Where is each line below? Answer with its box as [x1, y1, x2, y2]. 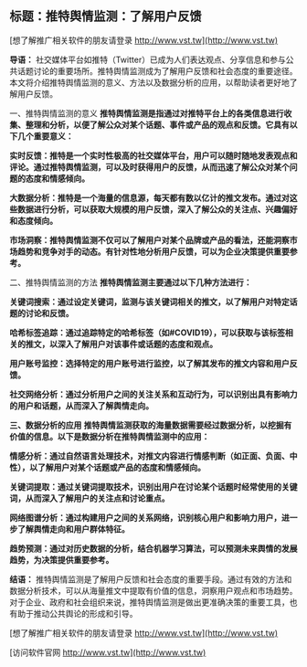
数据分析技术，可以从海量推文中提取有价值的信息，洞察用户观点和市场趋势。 [9, 585, 298, 596]
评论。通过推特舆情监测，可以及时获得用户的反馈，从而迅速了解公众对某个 [9, 161, 290, 172]
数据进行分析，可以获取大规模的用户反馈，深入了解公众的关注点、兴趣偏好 [16, 204, 298, 215]
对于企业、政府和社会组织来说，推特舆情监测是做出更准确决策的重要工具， [9, 597, 290, 608]
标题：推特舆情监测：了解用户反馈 [9, 8, 202, 25]
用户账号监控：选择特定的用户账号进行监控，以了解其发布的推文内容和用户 [9, 357, 290, 368]
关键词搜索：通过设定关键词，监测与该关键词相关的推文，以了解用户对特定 [9, 296, 290, 307]
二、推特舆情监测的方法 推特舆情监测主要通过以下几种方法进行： [9, 277, 252, 288]
